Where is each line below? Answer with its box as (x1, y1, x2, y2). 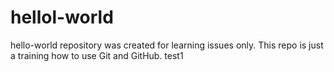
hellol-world (10, 6, 114, 29)
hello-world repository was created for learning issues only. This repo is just (10, 39, 324, 51)
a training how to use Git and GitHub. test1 (10, 49, 184, 61)
